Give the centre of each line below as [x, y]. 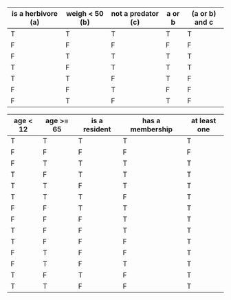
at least [204, 121]
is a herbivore [35, 13]
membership [152, 129]
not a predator [135, 13]
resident [97, 129]
